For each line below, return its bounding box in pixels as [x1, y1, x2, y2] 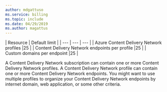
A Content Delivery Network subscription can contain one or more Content [5, 60, 159, 66]
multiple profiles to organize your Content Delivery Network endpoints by [5, 76, 156, 82]
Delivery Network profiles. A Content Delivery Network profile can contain [5, 65, 158, 71]
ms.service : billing [5, 12, 48, 17]
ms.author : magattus [5, 26, 48, 31]
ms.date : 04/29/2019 [5, 21, 48, 26]
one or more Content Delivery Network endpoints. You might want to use [5, 70, 155, 76]
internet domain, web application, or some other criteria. [5, 81, 121, 87]
